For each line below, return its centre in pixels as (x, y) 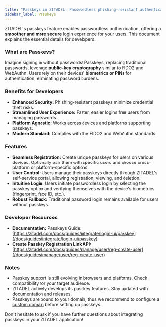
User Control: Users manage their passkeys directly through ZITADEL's (85, 173)
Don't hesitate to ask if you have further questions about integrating (74, 314)
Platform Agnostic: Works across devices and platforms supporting (81, 123)
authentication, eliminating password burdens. (52, 78)
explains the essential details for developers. (50, 39)
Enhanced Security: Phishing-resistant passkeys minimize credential (83, 102)
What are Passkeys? (30, 52)
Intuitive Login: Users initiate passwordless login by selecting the (79, 183)
